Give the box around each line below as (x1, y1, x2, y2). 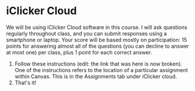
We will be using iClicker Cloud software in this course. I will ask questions (6, 24, 188, 31)
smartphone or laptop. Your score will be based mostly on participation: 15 (6, 36, 187, 43)
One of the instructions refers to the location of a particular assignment (14, 66, 188, 73)
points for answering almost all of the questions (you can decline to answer (6, 43, 189, 50)
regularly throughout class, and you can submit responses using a (6, 30, 167, 37)
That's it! (14, 79, 37, 86)
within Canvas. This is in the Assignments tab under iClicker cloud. (14, 73, 177, 80)
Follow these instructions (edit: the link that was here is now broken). (14, 60, 183, 67)
